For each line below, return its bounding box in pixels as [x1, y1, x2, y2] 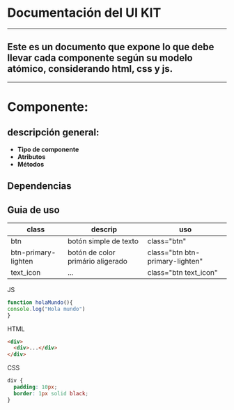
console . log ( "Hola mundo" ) [7, 305, 86, 312]
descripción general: [7, 127, 100, 139]
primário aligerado [67, 256, 127, 266]
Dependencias [7, 180, 72, 192]
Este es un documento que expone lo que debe [7, 41, 214, 53]
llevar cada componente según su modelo [7, 52, 193, 64]
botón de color [67, 248, 116, 257]
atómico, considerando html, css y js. [7, 63, 173, 75]
